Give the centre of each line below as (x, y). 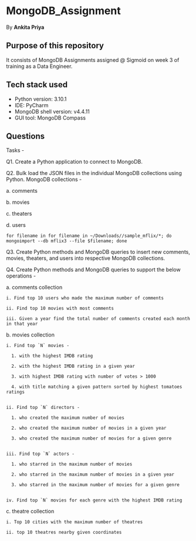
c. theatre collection (30, 512)
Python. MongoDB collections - (44, 179)
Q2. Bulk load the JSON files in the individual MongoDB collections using (94, 173)
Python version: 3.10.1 (40, 99)
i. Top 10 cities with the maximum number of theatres (75, 522)
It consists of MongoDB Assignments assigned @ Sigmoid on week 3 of (93, 60)
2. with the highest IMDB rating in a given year (73, 367)
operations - (21, 276)
